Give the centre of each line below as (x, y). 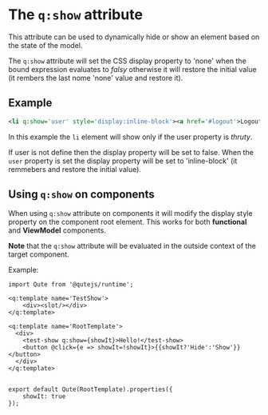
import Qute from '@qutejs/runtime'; (71, 285)
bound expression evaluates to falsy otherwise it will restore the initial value (132, 69)
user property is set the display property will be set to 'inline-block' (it (123, 161)
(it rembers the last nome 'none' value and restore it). (96, 78)
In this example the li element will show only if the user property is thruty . (130, 137)
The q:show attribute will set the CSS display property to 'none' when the (128, 61)
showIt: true (44, 397)
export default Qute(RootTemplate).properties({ (91, 389)
